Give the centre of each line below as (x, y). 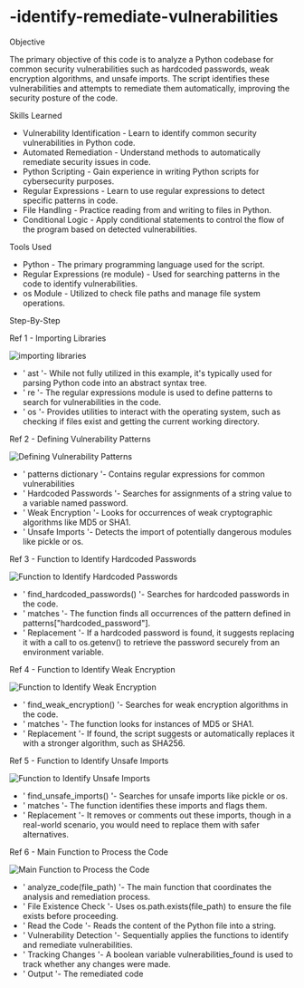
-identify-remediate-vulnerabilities (144, 17)
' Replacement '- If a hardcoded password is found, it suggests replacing (158, 633)
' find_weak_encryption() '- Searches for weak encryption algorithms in (155, 704)
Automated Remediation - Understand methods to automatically (141, 152)
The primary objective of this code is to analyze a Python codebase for (142, 59)
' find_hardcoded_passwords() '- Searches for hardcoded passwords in (156, 594)
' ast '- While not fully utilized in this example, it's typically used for (147, 373)
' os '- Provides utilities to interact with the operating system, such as (152, 412)
